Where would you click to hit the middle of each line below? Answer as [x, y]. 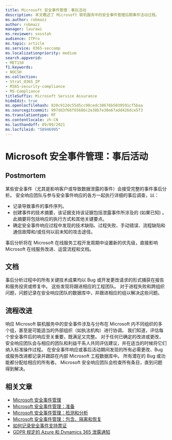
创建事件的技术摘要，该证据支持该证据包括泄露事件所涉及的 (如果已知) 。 [90, 212]
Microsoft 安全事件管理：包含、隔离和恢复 [57, 419]
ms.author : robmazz [26, 20]
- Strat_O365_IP [23, 82]
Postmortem [26, 176]
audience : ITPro [23, 39]
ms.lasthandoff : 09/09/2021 [35, 125]
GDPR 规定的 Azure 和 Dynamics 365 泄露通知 [61, 432]
